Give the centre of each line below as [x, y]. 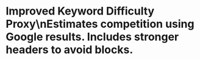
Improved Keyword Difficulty [80, 11]
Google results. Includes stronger [92, 37]
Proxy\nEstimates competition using [100, 24]
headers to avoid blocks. [70, 50]
